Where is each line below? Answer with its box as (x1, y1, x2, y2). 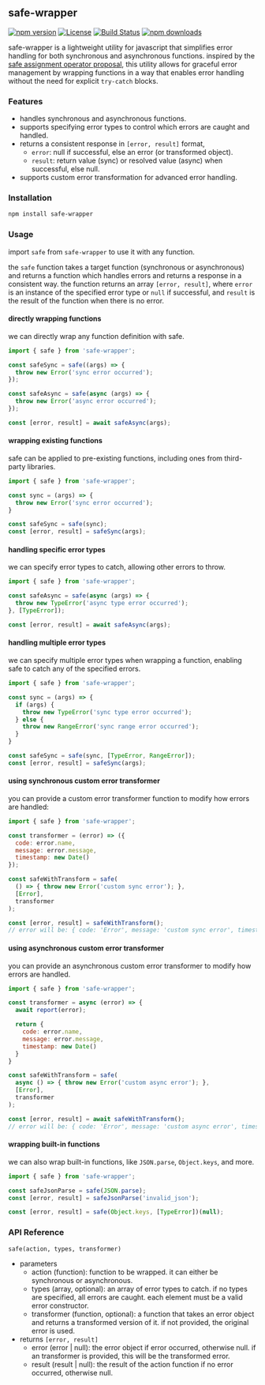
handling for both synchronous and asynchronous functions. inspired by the (8, 51, 255, 60)
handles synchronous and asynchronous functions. (19, 114, 187, 123)
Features (8, 96, 43, 107)
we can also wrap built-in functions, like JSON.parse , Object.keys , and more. (8, 1157, 255, 1166)
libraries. (27, 461, 56, 471)
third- (224, 454, 243, 463)
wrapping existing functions (8, 436, 103, 446)
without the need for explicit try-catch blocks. (8, 76, 159, 85)
